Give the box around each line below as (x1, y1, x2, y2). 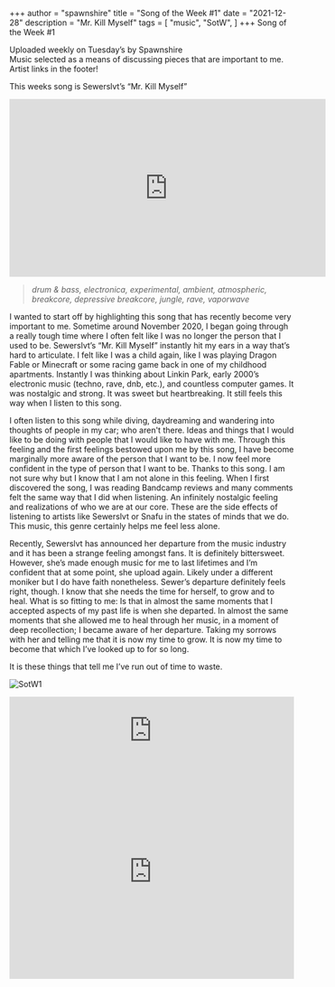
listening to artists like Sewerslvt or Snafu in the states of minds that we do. (9, 511, 290, 522)
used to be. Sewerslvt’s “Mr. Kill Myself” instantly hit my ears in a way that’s (9, 340, 291, 350)
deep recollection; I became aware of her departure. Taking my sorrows (9, 625, 277, 635)
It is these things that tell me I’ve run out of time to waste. (9, 661, 223, 672)
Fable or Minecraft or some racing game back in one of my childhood (9, 359, 267, 369)
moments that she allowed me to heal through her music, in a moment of (9, 615, 279, 626)
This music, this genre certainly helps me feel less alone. (9, 521, 221, 531)
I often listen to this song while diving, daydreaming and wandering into (9, 415, 275, 425)
